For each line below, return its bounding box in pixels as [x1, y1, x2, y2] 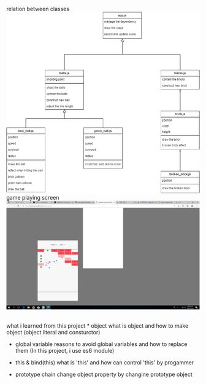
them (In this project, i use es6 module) [15, 347, 115, 354]
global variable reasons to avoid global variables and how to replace [15, 340, 188, 348]
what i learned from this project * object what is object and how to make [6, 322, 189, 329]
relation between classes [6, 6, 69, 12]
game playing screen [6, 194, 59, 201]
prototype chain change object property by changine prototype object [15, 371, 193, 378]
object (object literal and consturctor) [6, 328, 101, 336]
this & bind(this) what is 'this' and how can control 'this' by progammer [15, 358, 194, 366]
